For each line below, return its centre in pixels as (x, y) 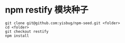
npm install (17, 36)
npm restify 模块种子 (47, 10)
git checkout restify (27, 31)
